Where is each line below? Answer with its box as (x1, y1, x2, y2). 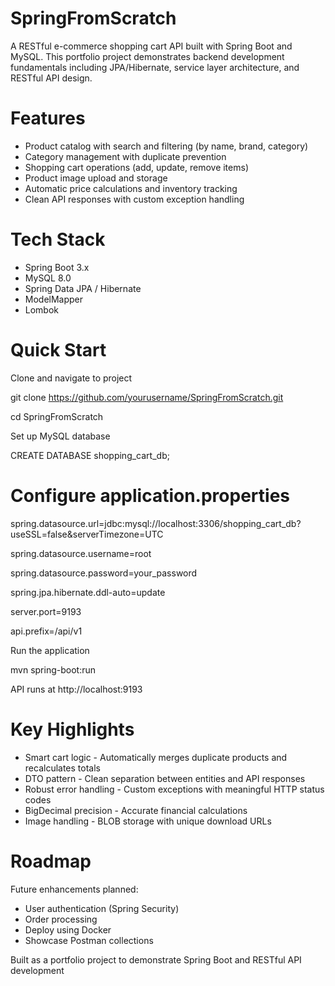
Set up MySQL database (10, 430, 111, 442)
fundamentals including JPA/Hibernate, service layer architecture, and (10, 61, 300, 73)
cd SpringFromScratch (10, 410, 104, 422)
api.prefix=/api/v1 (10, 625, 83, 637)
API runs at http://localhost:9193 (10, 683, 143, 695)
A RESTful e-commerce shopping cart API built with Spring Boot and (10, 40, 293, 52)
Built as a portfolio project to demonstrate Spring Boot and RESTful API (10, 953, 302, 966)
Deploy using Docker (24, 923, 112, 936)
